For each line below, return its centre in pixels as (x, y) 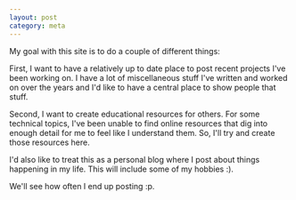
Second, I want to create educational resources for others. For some (135, 114)
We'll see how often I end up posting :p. (82, 186)
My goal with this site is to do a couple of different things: (115, 51)
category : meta (37, 26)
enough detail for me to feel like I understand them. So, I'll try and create (142, 132)
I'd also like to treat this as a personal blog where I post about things (135, 159)
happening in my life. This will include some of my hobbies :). (122, 169)
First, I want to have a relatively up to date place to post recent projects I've (148, 68)
